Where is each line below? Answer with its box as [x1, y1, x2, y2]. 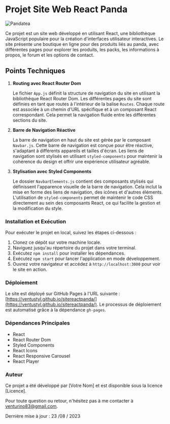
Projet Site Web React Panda [5, 4, 128, 15]
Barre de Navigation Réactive [12, 127, 76, 133]
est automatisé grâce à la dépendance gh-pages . [5, 307, 107, 313]
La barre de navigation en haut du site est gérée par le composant [12, 136, 151, 143]
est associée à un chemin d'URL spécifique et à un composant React [12, 106, 157, 112]
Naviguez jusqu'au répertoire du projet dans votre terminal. [12, 245, 137, 251]
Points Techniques [5, 67, 66, 75]
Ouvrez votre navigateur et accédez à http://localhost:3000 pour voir [12, 261, 161, 267]
